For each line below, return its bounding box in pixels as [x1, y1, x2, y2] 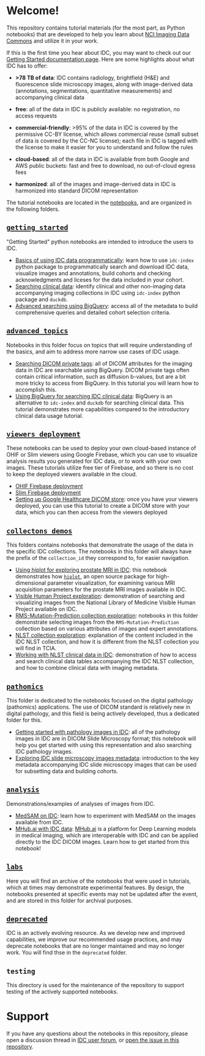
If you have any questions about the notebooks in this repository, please [6, 1030, 188, 1038]
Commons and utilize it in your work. [6, 37, 99, 44]
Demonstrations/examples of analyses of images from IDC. [6, 800, 155, 807]
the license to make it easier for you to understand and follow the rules [15, 143, 194, 151]
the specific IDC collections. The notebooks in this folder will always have [6, 548, 192, 555]
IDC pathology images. [15, 748, 73, 755]
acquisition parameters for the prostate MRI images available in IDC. [15, 586, 187, 593]
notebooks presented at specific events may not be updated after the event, [6, 890, 198, 897]
